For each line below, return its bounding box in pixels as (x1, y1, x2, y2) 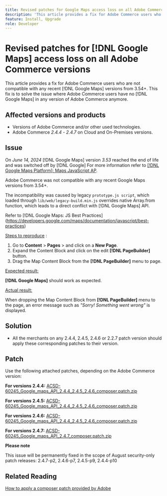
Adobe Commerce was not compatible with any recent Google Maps (5, 177, 146, 183)
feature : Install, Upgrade (5, 16, 61, 21)
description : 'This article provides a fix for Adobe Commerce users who (5, 12, 162, 17)
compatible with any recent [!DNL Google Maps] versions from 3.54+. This (5, 86, 158, 92)
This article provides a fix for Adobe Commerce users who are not (5, 80, 141, 86)
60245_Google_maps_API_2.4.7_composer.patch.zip (5, 433, 112, 439)
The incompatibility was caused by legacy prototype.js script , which (5, 192, 150, 198)
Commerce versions (5, 64, 91, 75)
